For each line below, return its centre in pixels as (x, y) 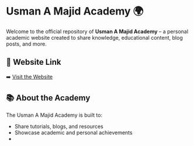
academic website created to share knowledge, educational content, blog (94, 37)
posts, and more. (26, 44)
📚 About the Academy (48, 98)
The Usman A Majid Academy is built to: (54, 115)
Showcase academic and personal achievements (73, 133)
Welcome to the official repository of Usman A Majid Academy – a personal (97, 31)
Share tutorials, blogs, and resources (59, 126)
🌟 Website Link (34, 62)
